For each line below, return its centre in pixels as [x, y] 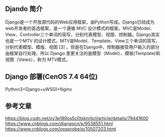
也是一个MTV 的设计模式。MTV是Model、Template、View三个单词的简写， [83, 40]
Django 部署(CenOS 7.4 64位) [51, 77]
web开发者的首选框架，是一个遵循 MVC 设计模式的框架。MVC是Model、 [80, 28]
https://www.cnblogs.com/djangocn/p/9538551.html [59, 123]
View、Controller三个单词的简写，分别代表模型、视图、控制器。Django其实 [82, 34]
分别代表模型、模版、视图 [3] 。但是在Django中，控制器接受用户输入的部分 [82, 47]
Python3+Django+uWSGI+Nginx [39, 89]
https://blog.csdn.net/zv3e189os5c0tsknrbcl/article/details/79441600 [77, 118]
